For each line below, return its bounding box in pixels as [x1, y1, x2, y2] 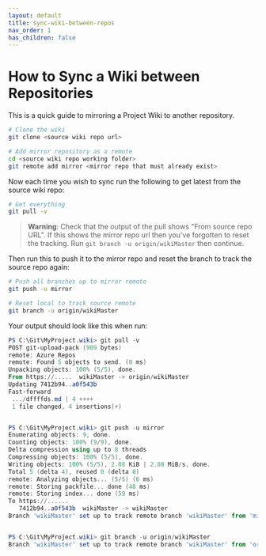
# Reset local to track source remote [8, 300, 136, 308]
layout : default [8, 11, 62, 20]
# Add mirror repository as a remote [8, 147, 133, 155]
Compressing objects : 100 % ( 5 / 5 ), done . [8, 453, 144, 461]
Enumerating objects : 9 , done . [8, 431, 112, 439]
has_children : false [8, 33, 77, 42]
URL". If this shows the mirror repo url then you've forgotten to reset [27, 230, 249, 240]
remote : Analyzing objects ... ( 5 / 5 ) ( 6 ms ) [8, 475, 154, 483]
